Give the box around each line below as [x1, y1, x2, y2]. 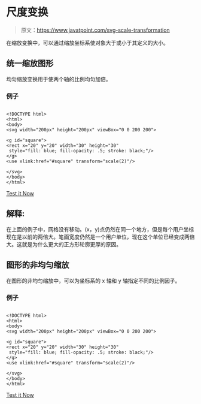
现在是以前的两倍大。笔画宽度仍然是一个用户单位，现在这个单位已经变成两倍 [6, 233, 195, 240]
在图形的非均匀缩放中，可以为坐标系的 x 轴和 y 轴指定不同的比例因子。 [6, 277, 181, 284]
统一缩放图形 [6, 58, 54, 69]
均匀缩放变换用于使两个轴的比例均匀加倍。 [6, 76, 111, 83]
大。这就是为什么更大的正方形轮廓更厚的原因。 [6, 240, 121, 248]
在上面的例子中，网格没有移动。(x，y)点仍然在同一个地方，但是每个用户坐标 [6, 225, 194, 233]
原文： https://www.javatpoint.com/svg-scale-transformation [20, 26, 170, 34]
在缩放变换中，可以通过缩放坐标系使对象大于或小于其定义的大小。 [6, 39, 169, 46]
